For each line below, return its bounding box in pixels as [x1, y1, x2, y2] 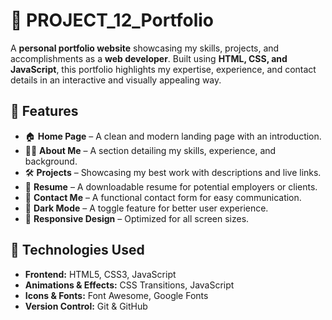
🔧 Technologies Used [10, 242, 145, 259]
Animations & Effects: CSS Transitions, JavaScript [24, 279, 235, 291]
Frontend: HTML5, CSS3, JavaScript [24, 268, 177, 280]
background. [24, 155, 78, 167]
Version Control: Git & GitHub [24, 300, 148, 312]
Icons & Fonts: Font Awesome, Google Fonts [24, 289, 209, 301]
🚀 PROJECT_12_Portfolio [10, 9, 215, 32]
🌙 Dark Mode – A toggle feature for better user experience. [24, 202, 269, 214]
